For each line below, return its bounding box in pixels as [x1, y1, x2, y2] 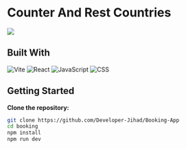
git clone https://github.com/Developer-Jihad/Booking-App [7, 117, 180, 124]
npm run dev [7, 136, 41, 143]
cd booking [7, 123, 38, 130]
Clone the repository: [7, 103, 69, 111]
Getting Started [7, 85, 75, 97]
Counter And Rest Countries [7, 5, 172, 21]
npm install [7, 129, 41, 137]
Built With [7, 47, 50, 59]
